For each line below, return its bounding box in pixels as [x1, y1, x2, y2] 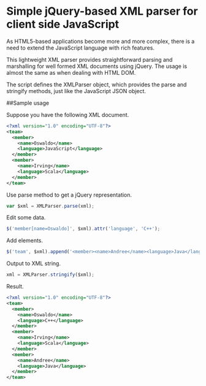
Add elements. [6, 237, 44, 244]
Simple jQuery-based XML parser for [6, 4, 198, 18]
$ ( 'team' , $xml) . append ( [6, 249, 70, 255]
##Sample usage [6, 99, 50, 107]
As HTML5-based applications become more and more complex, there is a [6, 37, 195, 45]
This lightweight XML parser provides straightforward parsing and [6, 56, 173, 63]
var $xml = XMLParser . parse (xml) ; [6, 203, 95, 209]
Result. [6, 283, 24, 290]
